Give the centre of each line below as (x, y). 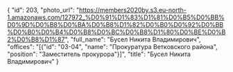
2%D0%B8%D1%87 (36, 39)
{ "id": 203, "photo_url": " (43, 10)
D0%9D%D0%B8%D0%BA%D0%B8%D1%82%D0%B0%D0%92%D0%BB (115, 25)
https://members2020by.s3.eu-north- (133, 10)
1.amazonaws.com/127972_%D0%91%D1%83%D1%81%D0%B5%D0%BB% (116, 17)
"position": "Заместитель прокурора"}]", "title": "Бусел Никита (99, 54)
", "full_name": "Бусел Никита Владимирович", (133, 39)
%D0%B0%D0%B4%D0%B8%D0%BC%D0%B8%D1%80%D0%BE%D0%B (116, 32)
